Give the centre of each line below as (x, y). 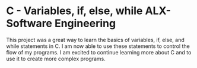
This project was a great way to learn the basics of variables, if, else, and (96, 40)
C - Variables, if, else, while (74, 11)
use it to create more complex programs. (56, 59)
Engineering (85, 23)
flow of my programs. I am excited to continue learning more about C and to (99, 52)
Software (29, 23)
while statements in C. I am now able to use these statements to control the (98, 46)
